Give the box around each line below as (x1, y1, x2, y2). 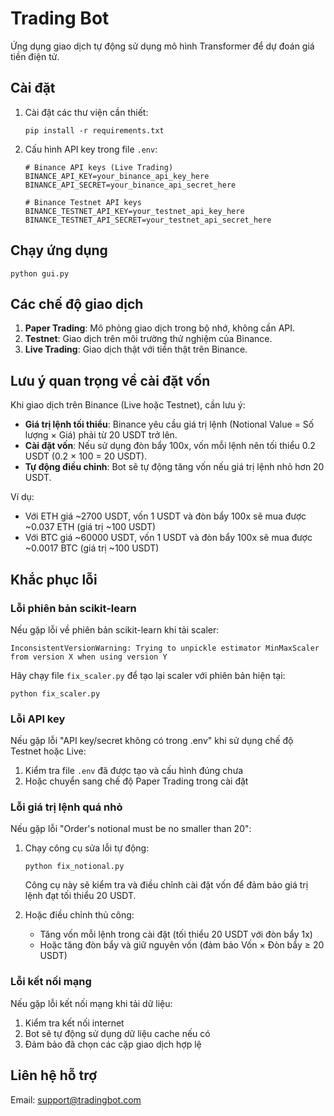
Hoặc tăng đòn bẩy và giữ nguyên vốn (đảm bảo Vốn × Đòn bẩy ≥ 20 (39, 939, 325, 951)
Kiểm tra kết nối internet (24, 1017, 125, 1029)
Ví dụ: (10, 491, 35, 503)
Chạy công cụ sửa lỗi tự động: (24, 842, 150, 854)
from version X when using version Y (10, 652, 168, 662)
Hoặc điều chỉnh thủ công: (24, 909, 135, 921)
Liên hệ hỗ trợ (10, 1067, 98, 1084)
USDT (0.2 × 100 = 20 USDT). (24, 450, 148, 462)
